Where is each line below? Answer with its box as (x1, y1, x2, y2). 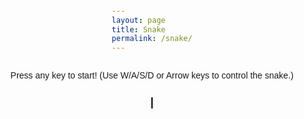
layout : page (111, 15, 166, 25)
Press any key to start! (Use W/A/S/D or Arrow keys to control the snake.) (10, 70, 294, 81)
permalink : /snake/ (111, 34, 193, 44)
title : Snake (111, 24, 166, 35)
